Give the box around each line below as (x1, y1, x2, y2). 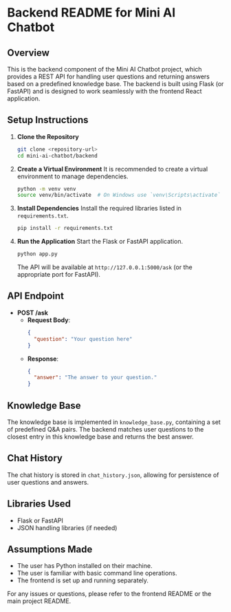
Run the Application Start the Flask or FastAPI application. (16, 238, 184, 246)
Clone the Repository (16, 132, 79, 140)
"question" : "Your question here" (33, 335, 133, 342)
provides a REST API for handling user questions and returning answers (7, 72, 210, 81)
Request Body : (27, 315, 71, 324)
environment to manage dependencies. (16, 172, 129, 180)
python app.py (16, 251, 58, 257)
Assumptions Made (7, 543, 93, 555)
